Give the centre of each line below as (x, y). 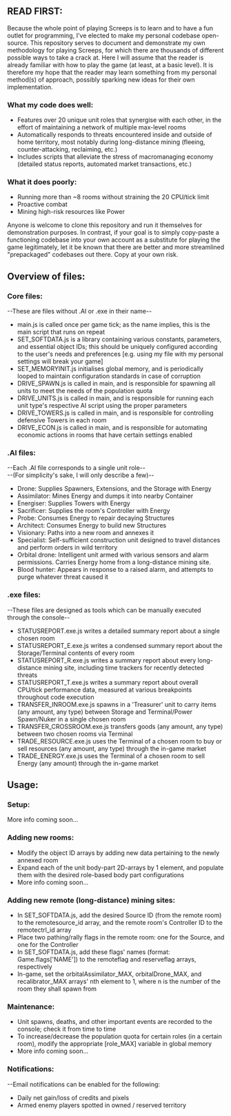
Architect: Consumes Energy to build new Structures (92, 525)
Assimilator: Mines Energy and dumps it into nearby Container (105, 496)
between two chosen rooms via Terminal (75, 734)
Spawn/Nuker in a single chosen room (71, 719)
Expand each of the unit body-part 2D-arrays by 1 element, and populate (120, 867)
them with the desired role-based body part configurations (101, 874)
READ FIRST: (35, 11)
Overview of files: (46, 276)
